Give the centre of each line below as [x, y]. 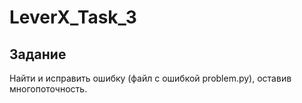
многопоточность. [48, 89]
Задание [38, 54]
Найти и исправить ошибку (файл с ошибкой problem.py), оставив [150, 78]
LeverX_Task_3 [73, 17]
